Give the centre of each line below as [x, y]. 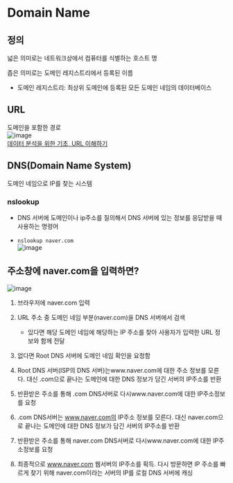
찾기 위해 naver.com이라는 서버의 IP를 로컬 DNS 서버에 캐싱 [111, 473]
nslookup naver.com [45, 241]
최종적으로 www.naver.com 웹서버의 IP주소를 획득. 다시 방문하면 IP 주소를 [118, 464]
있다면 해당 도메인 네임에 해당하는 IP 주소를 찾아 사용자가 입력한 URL [120, 332]
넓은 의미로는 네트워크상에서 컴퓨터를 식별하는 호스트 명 [82, 58]
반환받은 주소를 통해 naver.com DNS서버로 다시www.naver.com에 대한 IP [118, 440]
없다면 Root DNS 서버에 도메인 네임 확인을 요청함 [84, 355]
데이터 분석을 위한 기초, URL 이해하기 [58, 143]
